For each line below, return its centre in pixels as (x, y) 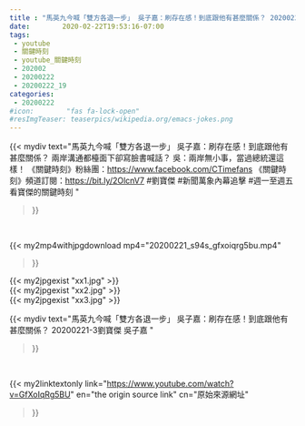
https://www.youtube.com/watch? (170, 384)
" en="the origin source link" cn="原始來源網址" (160, 395)
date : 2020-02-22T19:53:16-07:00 (87, 26)
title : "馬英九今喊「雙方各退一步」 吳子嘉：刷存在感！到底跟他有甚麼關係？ (138, 18)
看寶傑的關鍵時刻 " (44, 192)
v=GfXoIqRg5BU (40, 395)
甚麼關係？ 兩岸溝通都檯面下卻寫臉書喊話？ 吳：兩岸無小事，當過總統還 (143, 158)
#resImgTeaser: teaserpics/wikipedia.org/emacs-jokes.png (121, 119)
